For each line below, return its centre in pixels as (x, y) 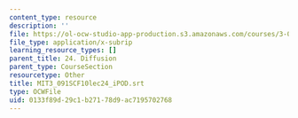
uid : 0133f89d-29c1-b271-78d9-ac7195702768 (91, 100)
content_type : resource (53, 17)
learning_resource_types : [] (63, 51)
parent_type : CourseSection (61, 67)
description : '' (39, 26)
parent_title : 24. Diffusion (63, 59)
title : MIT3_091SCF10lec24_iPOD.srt (77, 83)
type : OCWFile (35, 91)
